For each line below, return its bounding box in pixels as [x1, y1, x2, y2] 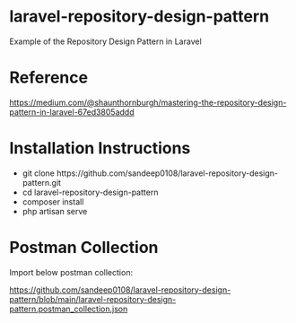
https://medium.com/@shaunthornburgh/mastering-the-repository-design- [9, 97, 287, 108]
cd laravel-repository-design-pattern [22, 187, 159, 197]
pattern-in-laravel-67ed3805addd [9, 106, 135, 118]
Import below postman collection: [9, 266, 133, 277]
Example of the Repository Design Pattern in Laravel [9, 36, 202, 47]
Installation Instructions [9, 138, 191, 159]
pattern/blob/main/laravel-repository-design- [9, 293, 177, 304]
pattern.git [22, 177, 61, 188]
